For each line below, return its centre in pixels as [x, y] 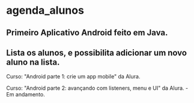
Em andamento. [26, 95]
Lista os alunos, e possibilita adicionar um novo [97, 52]
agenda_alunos [45, 10]
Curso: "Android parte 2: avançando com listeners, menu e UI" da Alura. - [97, 88]
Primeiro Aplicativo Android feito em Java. [87, 33]
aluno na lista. [33, 62]
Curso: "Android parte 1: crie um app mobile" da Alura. [73, 77]
